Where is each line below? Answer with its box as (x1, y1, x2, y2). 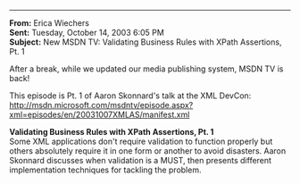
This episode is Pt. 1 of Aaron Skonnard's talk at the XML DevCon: (9, 90, 252, 101)
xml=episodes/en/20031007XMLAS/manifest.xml (9, 109, 190, 120)
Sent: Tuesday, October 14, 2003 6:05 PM (9, 28, 165, 38)
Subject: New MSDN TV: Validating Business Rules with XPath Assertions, (9, 37, 282, 47)
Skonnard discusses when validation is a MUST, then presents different (9, 155, 272, 165)
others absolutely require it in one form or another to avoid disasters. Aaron (9, 146, 287, 156)
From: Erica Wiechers (9, 18, 89, 28)
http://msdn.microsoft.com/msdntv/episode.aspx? (9, 100, 194, 110)
